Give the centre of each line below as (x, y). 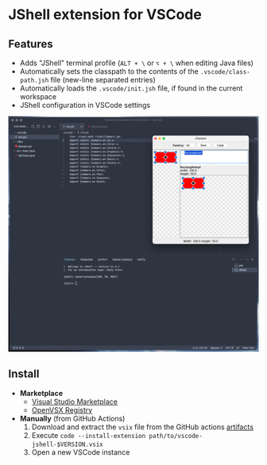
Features (31, 44)
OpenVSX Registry (62, 409)
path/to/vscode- (176, 436)
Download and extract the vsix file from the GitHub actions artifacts (143, 427)
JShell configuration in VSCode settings (85, 105)
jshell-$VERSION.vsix (67, 444)
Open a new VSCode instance (81, 452)
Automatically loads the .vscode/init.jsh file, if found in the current (131, 88)
